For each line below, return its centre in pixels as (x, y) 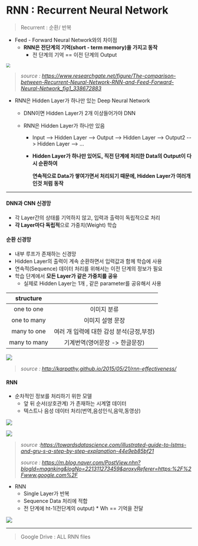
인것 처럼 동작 (48, 183)
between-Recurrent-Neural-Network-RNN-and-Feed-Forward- (97, 82)
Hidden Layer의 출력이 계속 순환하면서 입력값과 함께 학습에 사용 (88, 261)
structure (29, 298)
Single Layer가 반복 (46, 493)
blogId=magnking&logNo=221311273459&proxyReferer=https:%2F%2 (106, 469)
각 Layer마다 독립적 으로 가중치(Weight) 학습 (66, 225)
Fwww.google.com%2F (49, 475)
